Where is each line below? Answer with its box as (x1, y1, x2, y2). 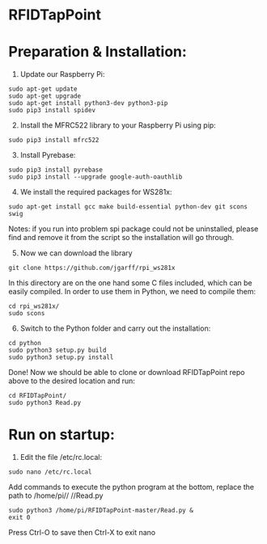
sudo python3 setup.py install (8, 353, 114, 361)
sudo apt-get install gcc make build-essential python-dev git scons (8, 203, 248, 211)
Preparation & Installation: (8, 43, 188, 61)
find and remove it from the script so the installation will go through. (8, 233, 235, 242)
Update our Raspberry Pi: (19, 70, 105, 79)
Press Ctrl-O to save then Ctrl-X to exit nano (8, 528, 156, 538)
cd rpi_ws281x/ (8, 302, 60, 310)
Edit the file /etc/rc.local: (19, 453, 103, 462)
